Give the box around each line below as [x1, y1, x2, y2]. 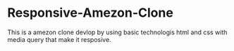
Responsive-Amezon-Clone [7, 5, 174, 21]
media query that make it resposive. [7, 35, 111, 43]
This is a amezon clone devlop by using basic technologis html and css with [7, 28, 228, 36]
